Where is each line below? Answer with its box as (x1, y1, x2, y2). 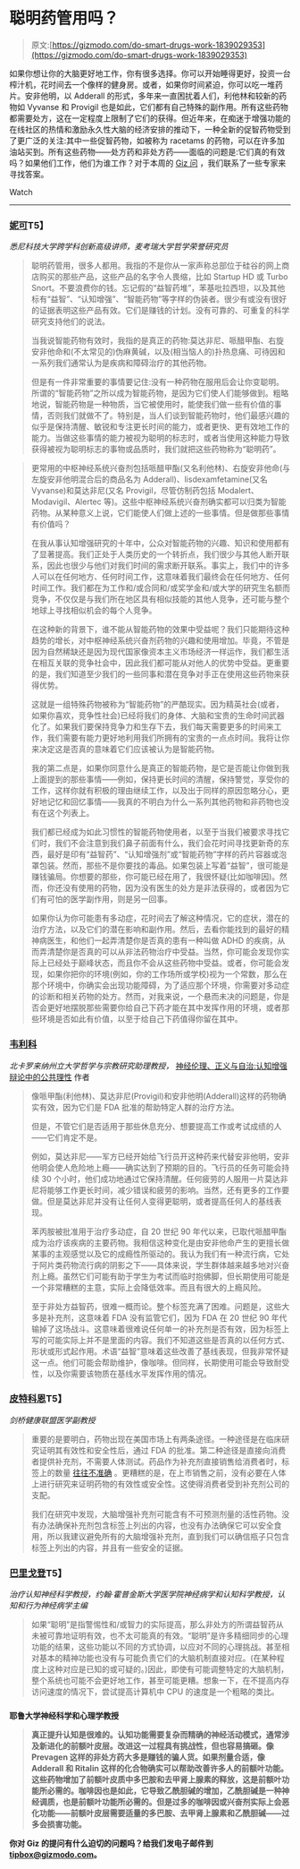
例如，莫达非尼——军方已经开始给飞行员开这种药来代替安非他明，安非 (30, 1151, 290, 1162)
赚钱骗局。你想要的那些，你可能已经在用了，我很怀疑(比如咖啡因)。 (30, 871, 280, 882)
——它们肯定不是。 (30, 1132, 103, 1143)
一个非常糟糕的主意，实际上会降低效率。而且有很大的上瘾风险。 (30, 1282, 266, 1292)
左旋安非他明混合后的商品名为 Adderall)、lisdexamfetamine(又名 (30, 474, 268, 484)
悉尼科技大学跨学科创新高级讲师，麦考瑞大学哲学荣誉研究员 (9, 241, 229, 252)
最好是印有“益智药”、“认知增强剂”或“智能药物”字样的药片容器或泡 (46, 849, 287, 860)
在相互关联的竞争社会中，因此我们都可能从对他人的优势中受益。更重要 (30, 657, 290, 668)
